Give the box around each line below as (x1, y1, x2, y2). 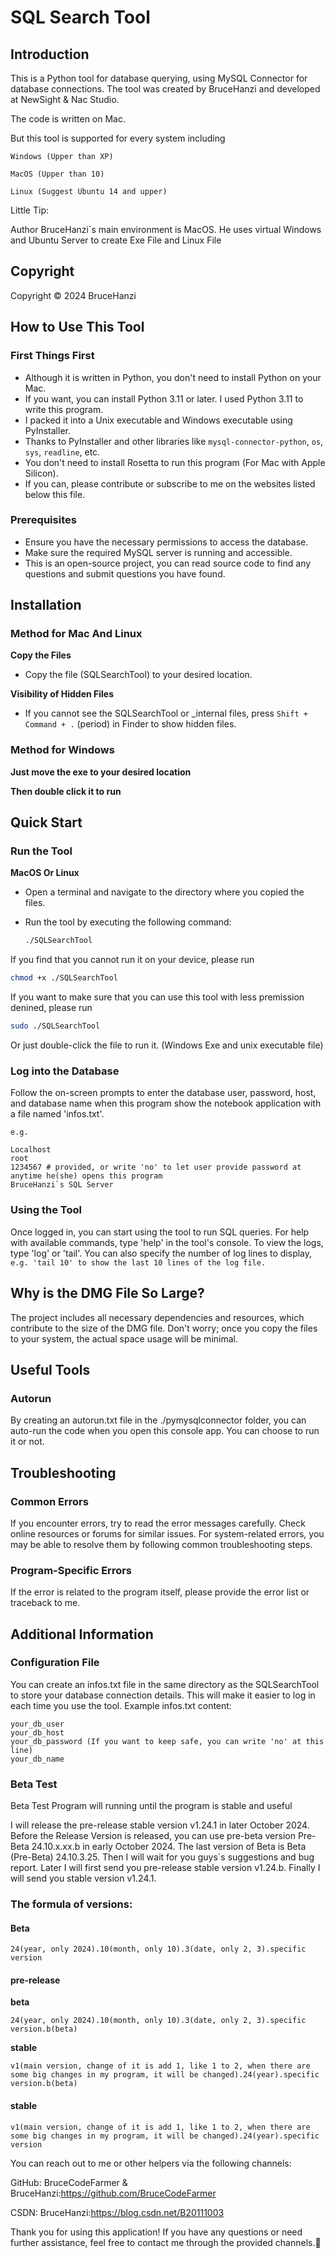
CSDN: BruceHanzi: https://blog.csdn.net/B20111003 (10, 2206, 225, 2218)
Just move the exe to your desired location (10, 766, 192, 778)
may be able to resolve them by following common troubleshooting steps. (10, 1538, 313, 1550)
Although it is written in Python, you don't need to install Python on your (24, 371, 322, 383)
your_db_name (10, 1754, 65, 1764)
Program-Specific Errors (10, 1563, 132, 1577)
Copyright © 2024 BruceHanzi (10, 289, 137, 301)
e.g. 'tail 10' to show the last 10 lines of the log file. (10, 1257, 267, 1268)
